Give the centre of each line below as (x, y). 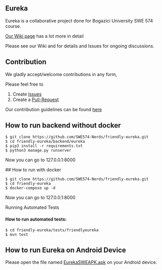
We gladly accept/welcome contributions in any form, (61, 74)
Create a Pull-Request (36, 100)
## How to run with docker (33, 170)
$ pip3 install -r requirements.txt (44, 146)
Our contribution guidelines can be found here (54, 109)
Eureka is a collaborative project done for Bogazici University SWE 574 (79, 20)
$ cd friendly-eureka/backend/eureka (45, 142)
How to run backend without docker (63, 125)
